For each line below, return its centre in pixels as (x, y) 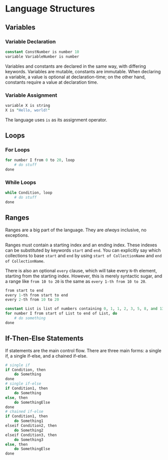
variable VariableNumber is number (42, 56)
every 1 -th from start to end (37, 295)
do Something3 (29, 439)
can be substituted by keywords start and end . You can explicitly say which (83, 250)
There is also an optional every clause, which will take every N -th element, (81, 270)
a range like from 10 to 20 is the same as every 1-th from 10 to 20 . (76, 281)
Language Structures (50, 9)
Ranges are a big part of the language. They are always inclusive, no (76, 230)
